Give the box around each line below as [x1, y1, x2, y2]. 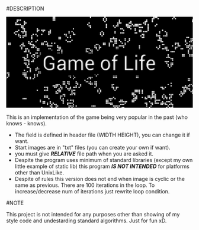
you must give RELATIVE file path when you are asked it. [14, 150, 154, 157]
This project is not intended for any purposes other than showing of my [6, 211, 180, 218]
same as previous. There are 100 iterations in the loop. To [14, 182, 155, 189]
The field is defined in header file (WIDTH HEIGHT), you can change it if [14, 131, 191, 138]
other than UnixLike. [14, 169, 64, 176]
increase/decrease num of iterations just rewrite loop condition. [14, 188, 170, 195]
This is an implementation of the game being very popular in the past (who [6, 114, 188, 121]
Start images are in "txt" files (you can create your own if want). [14, 144, 171, 151]
